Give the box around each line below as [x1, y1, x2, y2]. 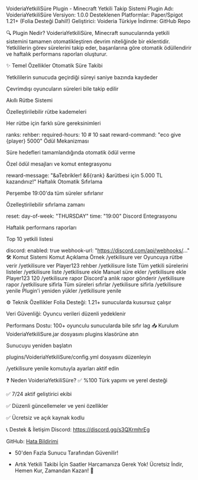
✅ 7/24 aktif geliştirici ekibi [6, 391, 72, 397]
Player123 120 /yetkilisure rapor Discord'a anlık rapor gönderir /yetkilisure [6, 275, 185, 282]
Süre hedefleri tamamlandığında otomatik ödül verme [6, 149, 136, 156]
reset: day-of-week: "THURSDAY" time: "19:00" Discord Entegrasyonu [6, 212, 177, 220]
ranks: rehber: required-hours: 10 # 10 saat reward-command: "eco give [6, 131, 181, 138]
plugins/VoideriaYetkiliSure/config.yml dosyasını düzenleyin [6, 353, 151, 360]
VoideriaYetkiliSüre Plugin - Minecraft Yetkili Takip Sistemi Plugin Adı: [6, 5, 174, 12]
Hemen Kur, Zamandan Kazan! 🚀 [14, 467, 94, 474]
